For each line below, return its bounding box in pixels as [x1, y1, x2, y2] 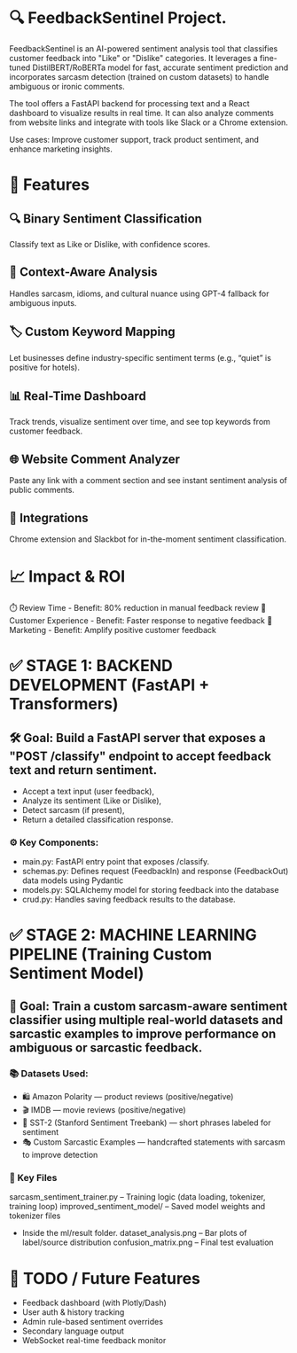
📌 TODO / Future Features [9, 1268, 201, 1288]
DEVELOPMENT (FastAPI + [9, 676, 210, 695]
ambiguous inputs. [9, 297, 77, 308]
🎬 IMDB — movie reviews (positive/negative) [21, 1105, 186, 1115]
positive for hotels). [9, 362, 80, 372]
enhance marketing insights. [9, 144, 113, 154]
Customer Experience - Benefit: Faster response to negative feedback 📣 [9, 614, 273, 626]
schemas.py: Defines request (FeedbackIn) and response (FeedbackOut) [21, 866, 289, 877]
